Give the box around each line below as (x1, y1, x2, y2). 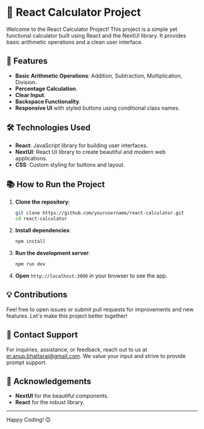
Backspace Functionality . (15, 98, 81, 105)
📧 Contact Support (6, 330, 78, 340)
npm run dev (15, 261, 46, 267)
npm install (15, 239, 46, 245)
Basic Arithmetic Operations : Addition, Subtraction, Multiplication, (15, 72, 182, 79)
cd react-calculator (15, 216, 67, 222)
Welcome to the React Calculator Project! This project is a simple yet (6, 25, 178, 33)
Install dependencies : (15, 227, 71, 234)
